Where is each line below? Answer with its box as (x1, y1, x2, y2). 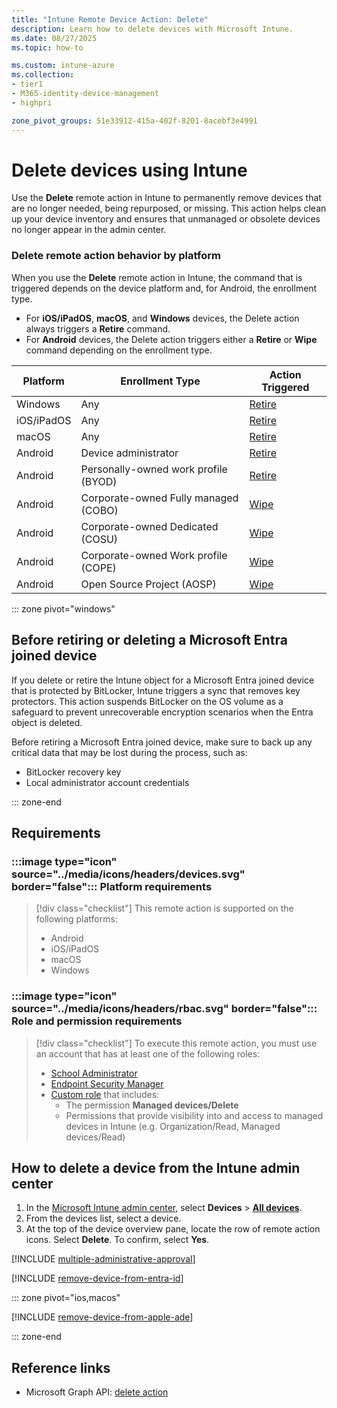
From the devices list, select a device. (25, 1212, 182, 1225)
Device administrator (80, 446, 179, 460)
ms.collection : (11, 70, 75, 80)
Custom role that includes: (50, 1088, 160, 1100)
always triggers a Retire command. (25, 322, 171, 335)
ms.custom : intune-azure (11, 61, 115, 71)
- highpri (11, 97, 53, 108)
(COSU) (80, 532, 119, 546)
